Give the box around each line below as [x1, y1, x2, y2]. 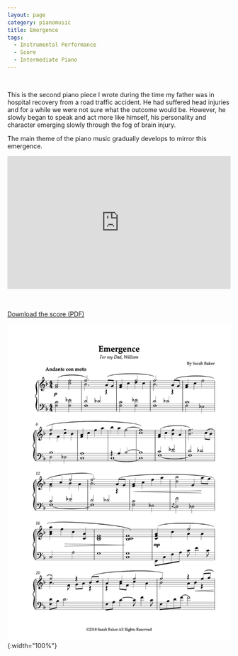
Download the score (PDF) [7, 309, 85, 318]
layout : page [7, 11, 46, 18]
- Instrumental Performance [13, 41, 97, 49]
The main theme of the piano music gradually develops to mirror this [7, 134, 207, 143]
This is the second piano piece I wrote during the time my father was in [7, 90, 215, 99]
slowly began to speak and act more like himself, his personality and [7, 113, 207, 121]
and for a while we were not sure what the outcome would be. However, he [7, 105, 226, 113]
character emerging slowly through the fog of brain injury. [7, 121, 176, 129]
